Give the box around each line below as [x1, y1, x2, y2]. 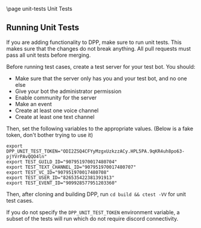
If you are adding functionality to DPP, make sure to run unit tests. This [6, 39, 182, 46]
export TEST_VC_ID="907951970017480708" [6, 169, 110, 176]
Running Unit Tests [6, 22, 80, 33]
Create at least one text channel [14, 113, 95, 120]
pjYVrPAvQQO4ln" [6, 153, 47, 159]
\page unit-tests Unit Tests [6, 5, 72, 12]
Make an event [14, 100, 53, 107]
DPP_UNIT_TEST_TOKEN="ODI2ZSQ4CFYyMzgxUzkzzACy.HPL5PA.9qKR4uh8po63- [6, 148, 185, 154]
